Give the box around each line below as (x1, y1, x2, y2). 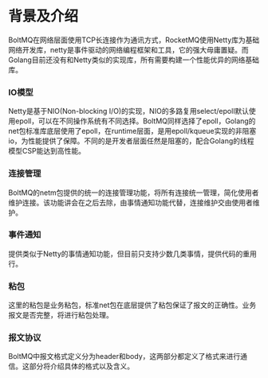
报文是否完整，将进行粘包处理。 (8, 310, 113, 320)
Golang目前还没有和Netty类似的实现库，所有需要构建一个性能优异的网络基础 (8, 55, 259, 64)
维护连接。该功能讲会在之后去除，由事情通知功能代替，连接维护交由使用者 (8, 197, 253, 207)
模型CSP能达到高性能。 (8, 146, 86, 156)
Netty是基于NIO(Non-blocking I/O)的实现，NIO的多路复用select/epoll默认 (8, 107, 250, 116)
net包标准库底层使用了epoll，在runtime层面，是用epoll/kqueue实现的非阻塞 (8, 127, 257, 136)
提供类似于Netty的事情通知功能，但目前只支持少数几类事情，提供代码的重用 (8, 248, 258, 259)
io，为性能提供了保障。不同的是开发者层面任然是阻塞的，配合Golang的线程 (8, 136, 254, 146)
